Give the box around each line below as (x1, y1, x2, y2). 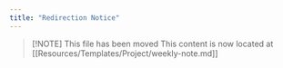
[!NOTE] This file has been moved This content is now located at (31, 38, 274, 49)
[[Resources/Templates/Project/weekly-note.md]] (31, 47, 218, 59)
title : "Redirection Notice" (9, 13, 120, 23)
